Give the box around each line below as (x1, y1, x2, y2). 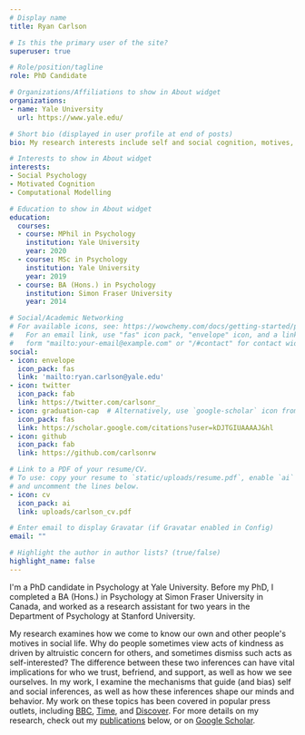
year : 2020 (25, 247, 67, 256)
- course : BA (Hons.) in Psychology (17, 280, 156, 289)
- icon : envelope (9, 356, 75, 365)
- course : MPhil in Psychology (17, 230, 136, 239)
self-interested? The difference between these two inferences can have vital (9, 657, 295, 668)
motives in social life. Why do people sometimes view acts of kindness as (9, 637, 284, 649)
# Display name (9, 13, 67, 23)
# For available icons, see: (9, 322, 120, 331)
